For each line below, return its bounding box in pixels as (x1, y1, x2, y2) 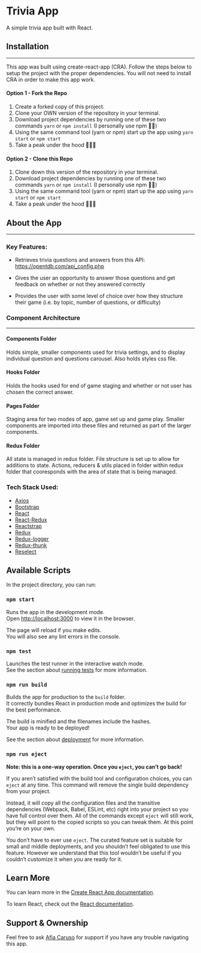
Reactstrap (14, 522, 42, 529)
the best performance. (6, 706, 62, 713)
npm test (6, 648, 32, 654)
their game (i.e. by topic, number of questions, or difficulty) (14, 299, 161, 306)
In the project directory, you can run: (6, 581, 96, 588)
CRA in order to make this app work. (6, 76, 96, 83)
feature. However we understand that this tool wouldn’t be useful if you (6, 849, 181, 856)
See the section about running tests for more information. (6, 666, 148, 674)
